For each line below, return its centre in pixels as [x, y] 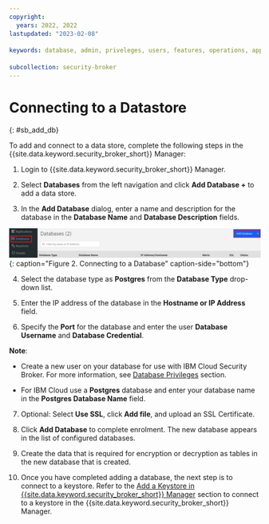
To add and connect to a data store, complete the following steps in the [126, 145]
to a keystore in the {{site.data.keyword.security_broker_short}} [125, 502]
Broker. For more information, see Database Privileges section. [123, 374]
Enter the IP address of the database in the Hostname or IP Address [133, 302]
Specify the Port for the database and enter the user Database [124, 326]
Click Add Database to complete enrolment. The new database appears [139, 429]
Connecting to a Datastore [98, 108]
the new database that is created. [75, 462]
